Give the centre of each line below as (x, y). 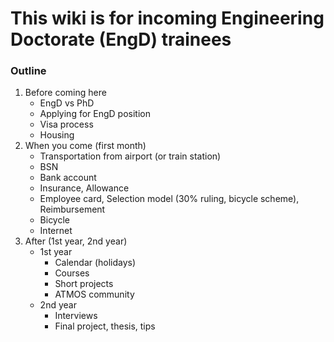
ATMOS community (94, 294)
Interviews (76, 316)
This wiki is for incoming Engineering (167, 18)
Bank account (68, 178)
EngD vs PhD (67, 103)
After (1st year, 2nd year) (76, 241)
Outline (28, 71)
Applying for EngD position (95, 114)
